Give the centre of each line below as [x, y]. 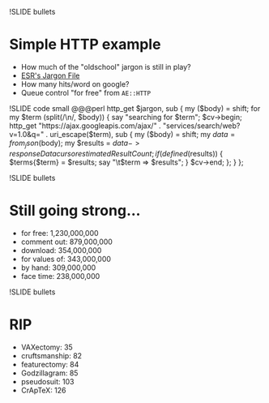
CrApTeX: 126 [44, 390]
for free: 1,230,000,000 [60, 233]
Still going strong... [75, 210]
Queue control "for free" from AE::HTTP [86, 92]
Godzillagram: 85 [49, 373]
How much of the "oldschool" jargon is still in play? [106, 66]
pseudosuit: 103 [47, 381]
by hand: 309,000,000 [58, 268]
